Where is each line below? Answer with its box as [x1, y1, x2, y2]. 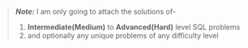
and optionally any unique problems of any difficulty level [27, 31, 220, 40]
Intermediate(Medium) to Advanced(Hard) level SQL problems [27, 22, 241, 31]
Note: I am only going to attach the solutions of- [15, 7, 176, 16]
